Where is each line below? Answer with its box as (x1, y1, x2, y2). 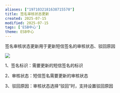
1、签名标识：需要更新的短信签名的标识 (5, 63, 83, 68)
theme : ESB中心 (5, 29, 34, 34)
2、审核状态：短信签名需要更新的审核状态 (5, 73, 89, 79)
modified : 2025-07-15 (5, 20, 49, 26)
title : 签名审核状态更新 (5, 12, 49, 16)
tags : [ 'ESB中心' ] (5, 25, 41, 30)
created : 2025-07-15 (5, 16, 47, 21)
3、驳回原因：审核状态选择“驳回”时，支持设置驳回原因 (5, 83, 113, 89)
